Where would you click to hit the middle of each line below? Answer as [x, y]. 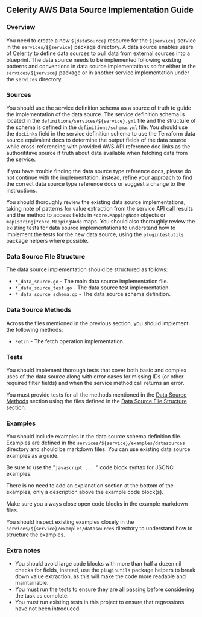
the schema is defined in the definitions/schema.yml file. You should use [97, 127]
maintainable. [32, 583]
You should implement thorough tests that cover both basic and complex [96, 370]
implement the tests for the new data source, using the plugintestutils [95, 234]
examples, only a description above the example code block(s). [85, 492]
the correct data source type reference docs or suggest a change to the [96, 183]
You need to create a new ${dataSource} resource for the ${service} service [101, 40]
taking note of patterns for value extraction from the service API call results [100, 208]
